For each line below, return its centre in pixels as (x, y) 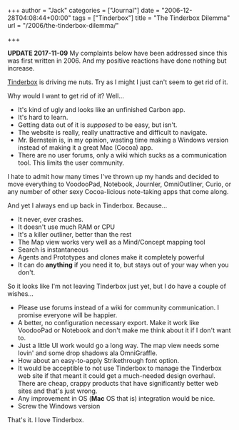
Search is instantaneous (53, 250)
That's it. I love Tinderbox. (46, 420)
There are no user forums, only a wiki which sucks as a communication (122, 155)
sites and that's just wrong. (57, 391)
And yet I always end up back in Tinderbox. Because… (87, 205)
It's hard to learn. (43, 117)
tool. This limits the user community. (71, 163)
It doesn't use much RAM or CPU (66, 227)
